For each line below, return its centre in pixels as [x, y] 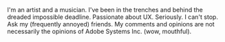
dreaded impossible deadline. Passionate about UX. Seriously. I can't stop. [113, 17]
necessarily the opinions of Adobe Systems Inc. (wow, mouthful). [99, 31]
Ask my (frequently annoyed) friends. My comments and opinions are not [111, 24]
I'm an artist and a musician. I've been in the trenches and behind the [105, 10]
